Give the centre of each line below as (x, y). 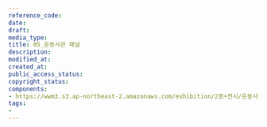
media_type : (28, 37)
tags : (17, 103)
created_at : (28, 67)
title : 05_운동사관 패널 (44, 45)
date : (17, 23)
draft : (19, 30)
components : (28, 89)
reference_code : (35, 15)
